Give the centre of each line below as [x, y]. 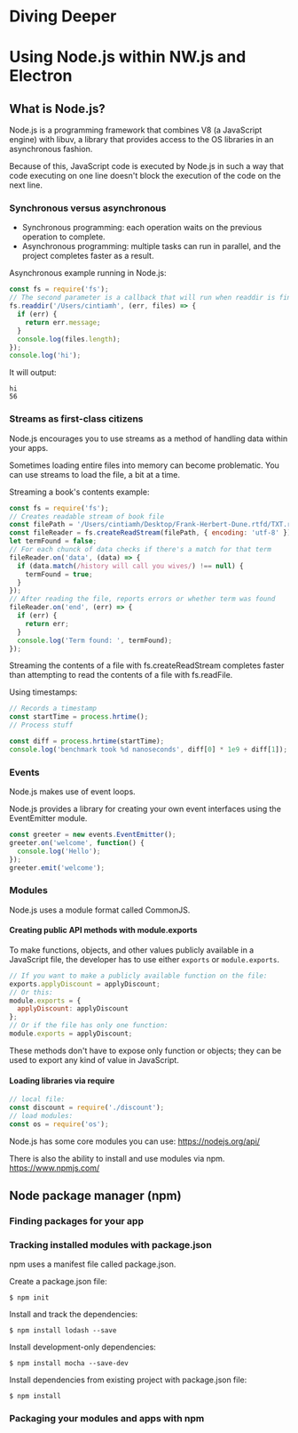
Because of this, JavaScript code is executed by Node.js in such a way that [146, 166]
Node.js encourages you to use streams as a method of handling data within [149, 439]
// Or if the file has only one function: [89, 1026]
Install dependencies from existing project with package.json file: [128, 1380]
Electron [41, 76]
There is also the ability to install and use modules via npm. [117, 1158]
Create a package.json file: [59, 1282]
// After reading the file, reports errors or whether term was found [142, 599]
